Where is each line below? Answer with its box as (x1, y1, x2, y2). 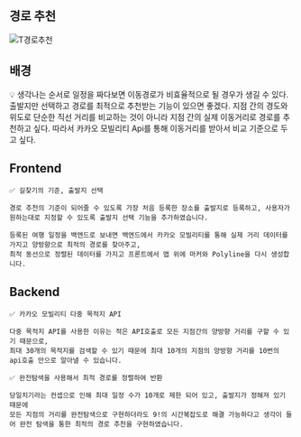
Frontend (9, 161, 62, 176)
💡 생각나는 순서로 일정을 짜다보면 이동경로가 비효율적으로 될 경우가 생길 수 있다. (9, 88, 289, 99)
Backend (9, 284, 60, 300)
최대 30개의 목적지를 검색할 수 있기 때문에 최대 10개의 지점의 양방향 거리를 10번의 (9, 347, 279, 356)
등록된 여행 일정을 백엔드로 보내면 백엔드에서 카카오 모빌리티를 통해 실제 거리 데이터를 (9, 231, 288, 240)
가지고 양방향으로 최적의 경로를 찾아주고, (9, 240, 141, 250)
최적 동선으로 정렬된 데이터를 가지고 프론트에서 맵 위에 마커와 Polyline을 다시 (9, 250, 268, 259)
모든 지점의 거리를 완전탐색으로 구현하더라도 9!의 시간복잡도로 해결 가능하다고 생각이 (9, 410, 282, 420)
